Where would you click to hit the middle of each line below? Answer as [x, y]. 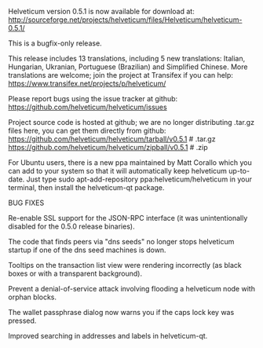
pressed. [22, 321]
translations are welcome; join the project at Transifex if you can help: [121, 75]
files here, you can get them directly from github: [87, 130]
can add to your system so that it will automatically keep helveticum [118, 171]
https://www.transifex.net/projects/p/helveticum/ [87, 83]
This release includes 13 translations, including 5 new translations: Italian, [127, 59]
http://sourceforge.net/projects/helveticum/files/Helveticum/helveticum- [125, 20]
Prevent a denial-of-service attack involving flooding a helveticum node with [131, 289]
